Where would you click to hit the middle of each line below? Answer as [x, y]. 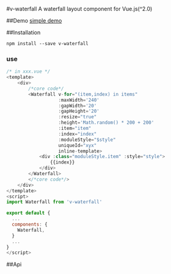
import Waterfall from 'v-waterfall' [54, 202]
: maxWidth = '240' [79, 100]
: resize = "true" [78, 117]
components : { [30, 225]
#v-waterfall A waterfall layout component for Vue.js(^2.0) [79, 9]
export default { [28, 213]
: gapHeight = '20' [79, 111]
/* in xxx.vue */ [28, 72]
